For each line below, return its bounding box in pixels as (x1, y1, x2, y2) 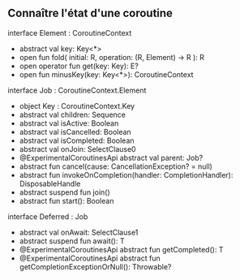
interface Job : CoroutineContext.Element (7, 85, 147, 95)
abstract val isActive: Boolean (19, 118, 119, 128)
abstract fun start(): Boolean (19, 196, 114, 205)
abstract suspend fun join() (19, 187, 110, 197)
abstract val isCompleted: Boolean (19, 136, 135, 145)
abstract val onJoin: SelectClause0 (19, 144, 136, 153)
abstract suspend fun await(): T (19, 235, 125, 246)
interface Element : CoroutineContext (7, 28, 132, 37)
